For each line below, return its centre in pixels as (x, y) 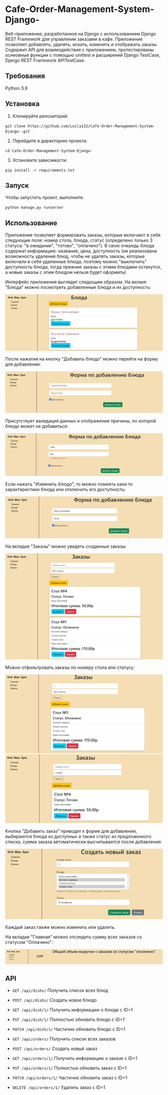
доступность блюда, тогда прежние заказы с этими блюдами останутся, (83, 267)
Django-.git (17, 131)
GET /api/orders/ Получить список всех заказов (64, 1039)
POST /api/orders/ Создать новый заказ (55, 1048)
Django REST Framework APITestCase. (45, 60)
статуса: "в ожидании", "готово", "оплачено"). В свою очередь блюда (80, 246)
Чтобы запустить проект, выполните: (44, 198)
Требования (25, 76)
